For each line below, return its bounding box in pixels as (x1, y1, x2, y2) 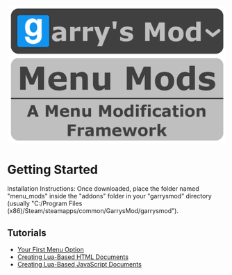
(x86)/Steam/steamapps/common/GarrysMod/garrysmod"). (7, 207, 179, 215)
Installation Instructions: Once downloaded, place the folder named (7, 184, 199, 193)
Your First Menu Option (17, 246, 85, 254)
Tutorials (7, 227, 47, 239)
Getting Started (7, 162, 99, 178)
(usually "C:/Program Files (7, 199, 83, 207)
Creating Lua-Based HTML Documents (17, 253, 129, 261)
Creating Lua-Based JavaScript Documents (17, 260, 142, 269)
